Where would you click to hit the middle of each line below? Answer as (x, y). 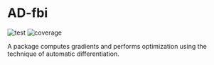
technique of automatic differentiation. (63, 54)
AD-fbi (28, 13)
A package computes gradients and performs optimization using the (107, 46)
